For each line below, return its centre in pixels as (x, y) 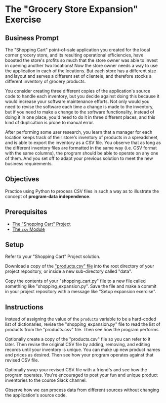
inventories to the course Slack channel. (46, 380)
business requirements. (29, 164)
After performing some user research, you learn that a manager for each (79, 132)
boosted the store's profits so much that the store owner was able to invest (82, 60)
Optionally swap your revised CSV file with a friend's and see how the (76, 370)
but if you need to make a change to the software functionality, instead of (80, 112)
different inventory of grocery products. (45, 81)
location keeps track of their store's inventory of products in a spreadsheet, (82, 137)
